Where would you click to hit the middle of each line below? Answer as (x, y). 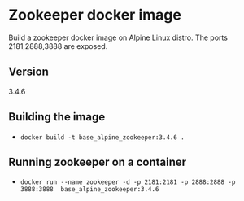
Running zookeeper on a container (98, 162)
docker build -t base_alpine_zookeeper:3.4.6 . (102, 137)
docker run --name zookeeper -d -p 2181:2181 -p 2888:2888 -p (128, 182)
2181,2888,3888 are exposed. (58, 46)
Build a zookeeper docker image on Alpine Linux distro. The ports (118, 37)
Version (28, 72)
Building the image (57, 117)
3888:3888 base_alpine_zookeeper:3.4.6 (89, 190)
